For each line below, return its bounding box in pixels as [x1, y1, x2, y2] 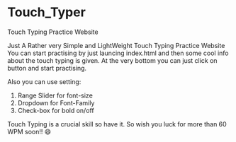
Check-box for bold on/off [17, 106, 94, 114]
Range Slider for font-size [17, 91, 94, 100]
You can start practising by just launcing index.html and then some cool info [7, 49, 229, 57]
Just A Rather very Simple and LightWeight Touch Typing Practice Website [7, 41, 225, 49]
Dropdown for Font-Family [17, 98, 95, 107]
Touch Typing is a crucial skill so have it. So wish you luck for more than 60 [7, 119, 227, 128]
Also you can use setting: [7, 77, 82, 85]
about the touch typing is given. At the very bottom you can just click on [7, 56, 218, 64]
